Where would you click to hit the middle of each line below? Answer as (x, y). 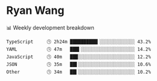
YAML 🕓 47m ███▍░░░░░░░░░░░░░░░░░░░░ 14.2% (79, 49)
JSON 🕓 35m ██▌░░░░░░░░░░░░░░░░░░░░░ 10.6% (79, 64)
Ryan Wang (35, 11)
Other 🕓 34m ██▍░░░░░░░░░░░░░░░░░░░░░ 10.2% (79, 72)
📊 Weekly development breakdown (50, 27)
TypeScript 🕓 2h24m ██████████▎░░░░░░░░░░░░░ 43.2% (79, 42)
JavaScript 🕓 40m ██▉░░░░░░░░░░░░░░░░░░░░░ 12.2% (79, 57)
